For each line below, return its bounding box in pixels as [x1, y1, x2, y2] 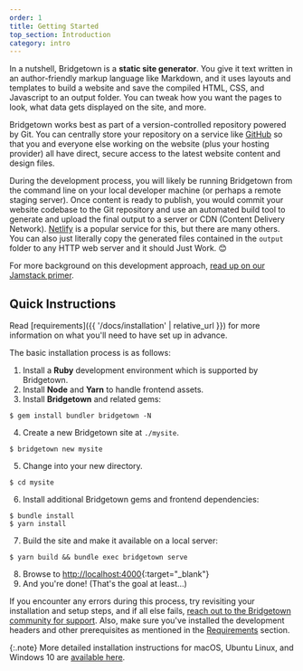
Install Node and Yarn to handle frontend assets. [22, 384, 204, 395]
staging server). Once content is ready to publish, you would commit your [9, 195, 284, 206]
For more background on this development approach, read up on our [9, 260, 265, 272]
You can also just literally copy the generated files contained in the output [9, 233, 284, 244]
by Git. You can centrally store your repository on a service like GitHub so [9, 129, 283, 140]
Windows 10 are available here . [9, 652, 126, 663]
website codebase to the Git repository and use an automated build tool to [9, 205, 286, 216]
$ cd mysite [9, 478, 54, 487]
